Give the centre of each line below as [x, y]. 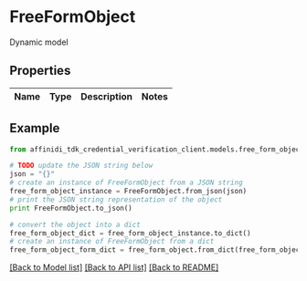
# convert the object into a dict [75, 224]
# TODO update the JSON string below [81, 166]
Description [106, 96]
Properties [40, 71]
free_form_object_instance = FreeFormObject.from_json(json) [128, 192]
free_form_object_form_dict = [67, 250]
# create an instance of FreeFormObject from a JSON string [127, 183]
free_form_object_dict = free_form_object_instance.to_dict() [130, 233]
